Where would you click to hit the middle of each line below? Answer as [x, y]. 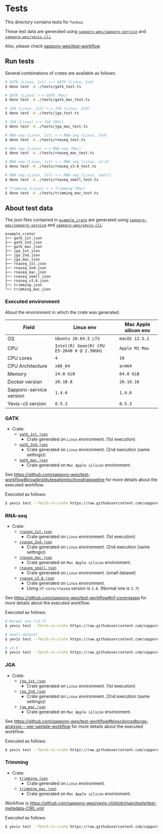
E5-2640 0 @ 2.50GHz [79, 351]
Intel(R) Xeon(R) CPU [80, 346]
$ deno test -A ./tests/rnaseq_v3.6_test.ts [51, 167]
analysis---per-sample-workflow [38, 726]
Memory [17, 374]
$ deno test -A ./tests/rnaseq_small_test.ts [52, 180]
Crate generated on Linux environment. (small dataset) [81, 573]
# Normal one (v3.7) [26, 621]
